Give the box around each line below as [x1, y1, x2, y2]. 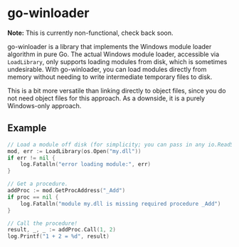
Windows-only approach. [7, 101, 82, 110]
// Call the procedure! [7, 219, 78, 227]
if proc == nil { [7, 194, 59, 201]
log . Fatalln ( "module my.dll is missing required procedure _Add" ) [20, 200, 221, 207]
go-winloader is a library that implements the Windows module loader [7, 42, 212, 51]
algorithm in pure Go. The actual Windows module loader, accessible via [7, 50, 220, 58]
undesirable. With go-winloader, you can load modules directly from [7, 65, 207, 73]
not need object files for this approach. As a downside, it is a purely [7, 94, 205, 103]
